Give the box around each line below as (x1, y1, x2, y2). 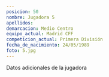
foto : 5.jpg (6, 48, 36, 54)
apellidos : (6, 20, 34, 26)
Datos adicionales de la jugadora (6, 64, 87, 71)
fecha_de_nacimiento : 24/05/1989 (6, 42, 90, 48)
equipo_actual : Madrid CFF (6, 31, 74, 37)
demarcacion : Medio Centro (6, 25, 74, 32)
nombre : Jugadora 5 (6, 14, 55, 20)
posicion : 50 (6, 8, 39, 15)
